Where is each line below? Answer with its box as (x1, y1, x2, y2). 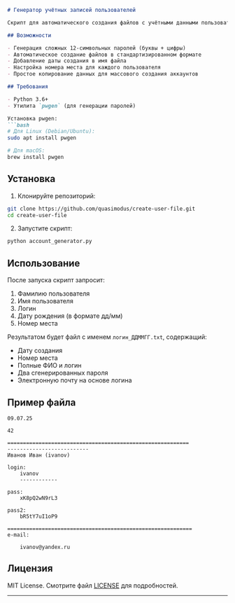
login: (7, 464, 27, 471)
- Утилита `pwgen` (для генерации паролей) (7, 102, 136, 109)
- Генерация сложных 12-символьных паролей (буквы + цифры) (7, 44, 187, 52)
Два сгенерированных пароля (17, 368, 108, 377)
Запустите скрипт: (17, 224, 73, 233)
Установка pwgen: (7, 115, 58, 122)
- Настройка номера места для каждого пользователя (7, 64, 161, 71)
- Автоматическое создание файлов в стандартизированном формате (7, 51, 201, 58)
